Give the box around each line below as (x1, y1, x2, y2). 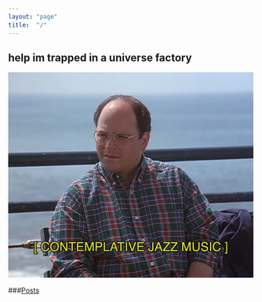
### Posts (8, 285, 40, 295)
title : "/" (8, 20, 47, 29)
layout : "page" (8, 13, 58, 20)
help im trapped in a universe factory (8, 51, 192, 64)
